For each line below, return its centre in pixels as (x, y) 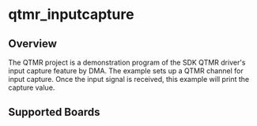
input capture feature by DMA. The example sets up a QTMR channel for (126, 71)
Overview (33, 44)
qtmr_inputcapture (71, 15)
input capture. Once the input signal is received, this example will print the (129, 79)
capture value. (32, 87)
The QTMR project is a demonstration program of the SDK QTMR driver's (127, 62)
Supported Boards (54, 112)
